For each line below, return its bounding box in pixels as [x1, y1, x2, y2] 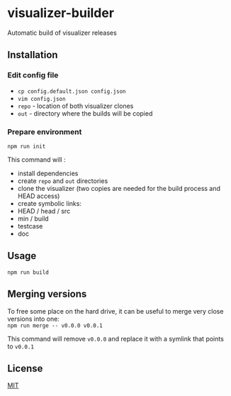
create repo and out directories [17, 176, 108, 185]
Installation [7, 49, 58, 61]
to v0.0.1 [7, 342, 34, 351]
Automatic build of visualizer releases [7, 28, 117, 37]
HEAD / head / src [17, 207, 71, 215]
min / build [17, 214, 49, 223]
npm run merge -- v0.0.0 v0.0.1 [7, 321, 103, 329]
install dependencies [17, 169, 79, 177]
